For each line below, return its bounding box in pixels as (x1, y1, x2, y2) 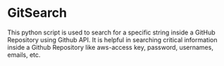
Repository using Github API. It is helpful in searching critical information (7, 35, 218, 44)
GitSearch (7, 5, 68, 21)
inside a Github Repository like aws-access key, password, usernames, (7, 43, 213, 51)
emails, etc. (7, 51, 41, 59)
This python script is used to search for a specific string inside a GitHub (7, 28, 216, 37)
